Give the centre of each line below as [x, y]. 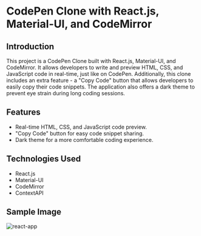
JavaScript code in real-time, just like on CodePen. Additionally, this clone [99, 74]
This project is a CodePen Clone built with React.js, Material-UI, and [91, 61]
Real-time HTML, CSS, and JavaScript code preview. [81, 127]
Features [23, 113]
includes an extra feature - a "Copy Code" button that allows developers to [100, 80]
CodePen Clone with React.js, [83, 11]
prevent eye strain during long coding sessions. [66, 93]
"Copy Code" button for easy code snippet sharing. [80, 133]
